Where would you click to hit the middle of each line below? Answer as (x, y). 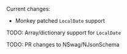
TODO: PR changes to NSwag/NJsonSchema (63, 44)
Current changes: (28, 9)
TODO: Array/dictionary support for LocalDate (64, 33)
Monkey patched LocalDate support (60, 21)
